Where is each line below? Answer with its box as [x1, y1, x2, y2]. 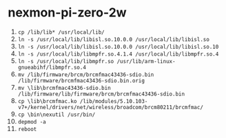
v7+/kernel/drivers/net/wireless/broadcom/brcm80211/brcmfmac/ [17, 104, 204, 111]
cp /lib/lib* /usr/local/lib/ [17, 29, 105, 36]
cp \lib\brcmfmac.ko [17, 97, 77, 104]
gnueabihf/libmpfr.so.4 [17, 64, 87, 71]
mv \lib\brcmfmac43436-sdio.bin [17, 84, 111, 91]
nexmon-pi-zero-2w [8, 5, 127, 21]
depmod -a [17, 118, 47, 125]
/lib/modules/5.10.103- [79, 97, 148, 104]
